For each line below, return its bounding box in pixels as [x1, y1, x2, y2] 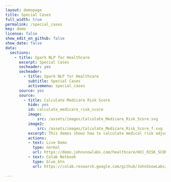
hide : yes [27, 102, 49, 108]
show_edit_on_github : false [5, 36, 65, 41]
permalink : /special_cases [5, 21, 63, 27]
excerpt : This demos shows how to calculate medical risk [27, 131, 154, 136]
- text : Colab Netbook [27, 154, 76, 160]
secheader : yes [18, 64, 51, 69]
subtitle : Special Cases [27, 79, 81, 84]
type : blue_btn [32, 159, 65, 164]
